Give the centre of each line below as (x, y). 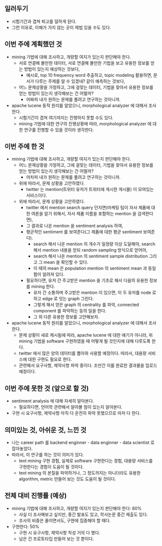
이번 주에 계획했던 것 (33, 44)
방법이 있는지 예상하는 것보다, (52, 69)
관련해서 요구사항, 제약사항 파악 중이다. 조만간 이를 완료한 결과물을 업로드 (88, 365)
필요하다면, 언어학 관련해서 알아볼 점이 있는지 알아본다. (71, 407)
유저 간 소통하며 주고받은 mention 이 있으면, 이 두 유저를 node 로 (95, 292)
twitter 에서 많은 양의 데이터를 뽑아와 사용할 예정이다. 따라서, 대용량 (83, 353)
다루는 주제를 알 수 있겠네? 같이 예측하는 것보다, (80, 81)
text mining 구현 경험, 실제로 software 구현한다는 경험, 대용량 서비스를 (86, 461)
